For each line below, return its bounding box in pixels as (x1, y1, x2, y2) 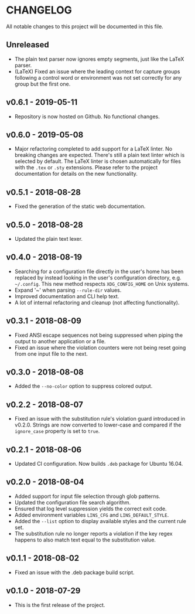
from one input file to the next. (14, 350, 88, 357)
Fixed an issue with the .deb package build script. (14, 569, 135, 576)
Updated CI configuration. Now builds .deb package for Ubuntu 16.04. (14, 460, 183, 468)
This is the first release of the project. (14, 601, 105, 608)
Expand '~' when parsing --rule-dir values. (14, 286, 122, 294)
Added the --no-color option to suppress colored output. (14, 383, 153, 390)
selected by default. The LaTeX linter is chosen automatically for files (14, 158, 182, 165)
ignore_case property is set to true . (14, 428, 100, 435)
